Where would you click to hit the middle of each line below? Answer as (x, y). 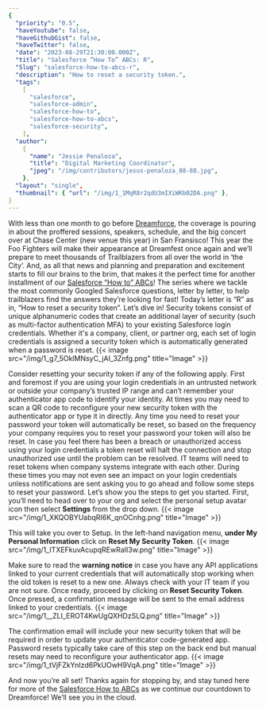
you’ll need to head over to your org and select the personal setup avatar (127, 500)
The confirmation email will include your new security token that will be (124, 631)
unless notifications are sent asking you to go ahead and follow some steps (131, 483)
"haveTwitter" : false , (53, 45)
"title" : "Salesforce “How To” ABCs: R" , (85, 60)
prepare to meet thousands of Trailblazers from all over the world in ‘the (126, 257)
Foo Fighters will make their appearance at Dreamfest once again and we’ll (130, 248)
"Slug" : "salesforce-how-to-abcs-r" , (78, 68)
